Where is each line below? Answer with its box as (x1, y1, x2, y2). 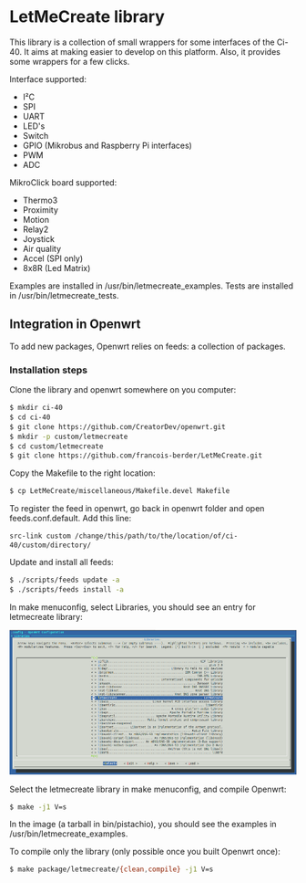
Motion (22, 214, 50, 225)
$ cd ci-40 (9, 413, 51, 422)
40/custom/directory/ (9, 541, 92, 550)
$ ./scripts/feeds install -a (9, 585, 125, 594)
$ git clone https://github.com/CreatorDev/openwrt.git (9, 422, 226, 431)
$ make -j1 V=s (9, 802, 67, 812)
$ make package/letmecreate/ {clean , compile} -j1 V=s (9, 865, 214, 874)
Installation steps (9, 363, 88, 376)
